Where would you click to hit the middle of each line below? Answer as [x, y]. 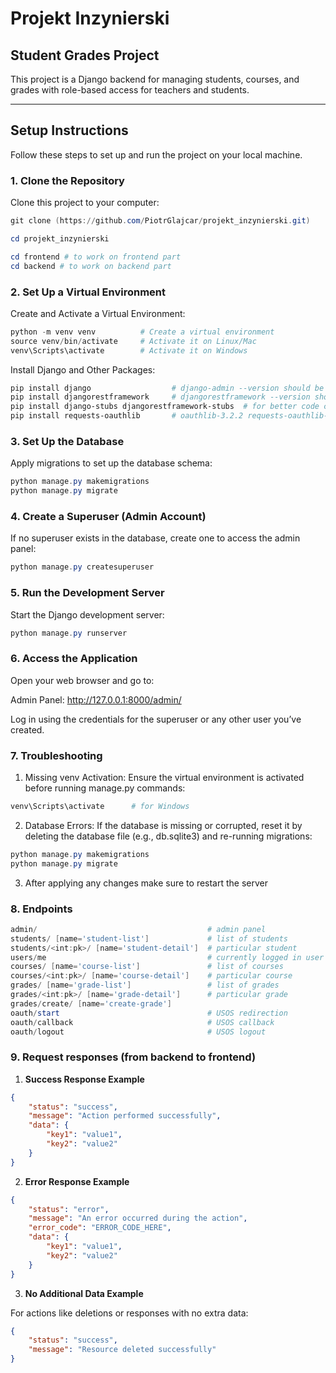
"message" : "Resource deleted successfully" [122, 1350]
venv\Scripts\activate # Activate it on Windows [129, 350]
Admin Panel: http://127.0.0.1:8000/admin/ [96, 699]
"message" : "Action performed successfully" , [125, 1116]
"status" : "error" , [69, 1209]
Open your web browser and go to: [82, 680]
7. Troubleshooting [56, 755]
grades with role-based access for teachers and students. [130, 90]
